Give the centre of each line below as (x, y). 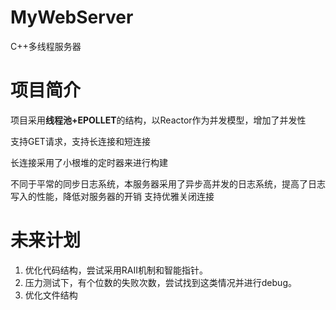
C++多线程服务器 (46, 46)
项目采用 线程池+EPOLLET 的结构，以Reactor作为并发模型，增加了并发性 (158, 120)
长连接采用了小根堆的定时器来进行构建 (89, 162)
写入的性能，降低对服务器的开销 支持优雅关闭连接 (112, 196)
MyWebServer (72, 17)
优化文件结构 (51, 295)
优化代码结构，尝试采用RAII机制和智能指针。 (116, 270)
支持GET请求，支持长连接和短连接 (80, 141)
